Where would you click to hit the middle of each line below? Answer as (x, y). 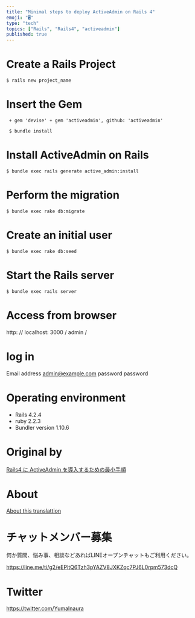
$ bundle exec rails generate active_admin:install (72, 171)
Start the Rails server (60, 275)
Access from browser (61, 315)
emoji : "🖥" (20, 18)
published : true (27, 35)
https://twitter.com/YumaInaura (45, 608)
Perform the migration (63, 195)
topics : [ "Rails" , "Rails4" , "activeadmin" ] (63, 29)
